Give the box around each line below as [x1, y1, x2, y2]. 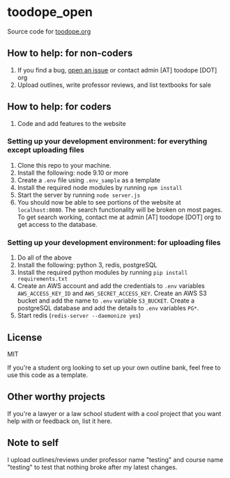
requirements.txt [17, 276, 68, 282]
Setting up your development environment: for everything [7, 136, 208, 146]
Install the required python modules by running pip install [17, 269, 188, 277]
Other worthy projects [7, 391, 106, 403]
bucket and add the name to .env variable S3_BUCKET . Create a [17, 296, 195, 305]
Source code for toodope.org [7, 27, 91, 35]
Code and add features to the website [17, 119, 127, 127]
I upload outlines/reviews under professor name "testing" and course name [7, 455, 224, 463]
